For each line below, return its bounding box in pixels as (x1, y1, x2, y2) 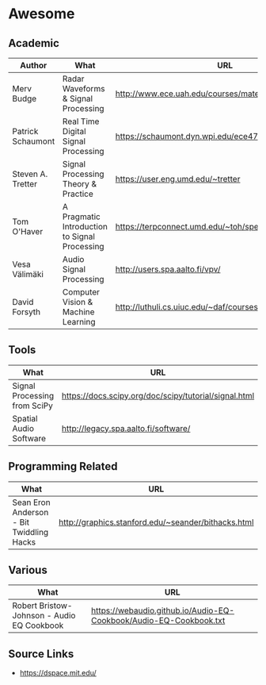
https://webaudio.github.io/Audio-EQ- (90, 605, 235, 616)
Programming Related (8, 460, 118, 473)
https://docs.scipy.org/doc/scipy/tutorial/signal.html (62, 390, 255, 401)
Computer (62, 287, 101, 298)
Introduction (62, 221, 108, 232)
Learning (62, 317, 96, 327)
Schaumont (12, 136, 55, 147)
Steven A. (12, 168, 48, 179)
